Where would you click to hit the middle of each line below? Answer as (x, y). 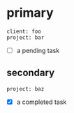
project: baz (25, 89)
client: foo (24, 31)
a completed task (42, 102)
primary (30, 13)
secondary (31, 73)
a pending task (38, 50)
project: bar (25, 37)
